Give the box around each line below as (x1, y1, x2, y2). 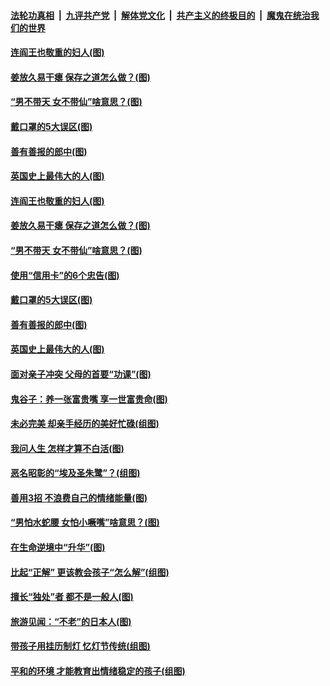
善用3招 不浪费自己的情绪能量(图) (10, 491, 148, 504)
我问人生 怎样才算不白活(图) (10, 442, 125, 454)
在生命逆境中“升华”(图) (10, 541, 106, 554)
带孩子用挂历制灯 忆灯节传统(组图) (10, 640, 151, 652)
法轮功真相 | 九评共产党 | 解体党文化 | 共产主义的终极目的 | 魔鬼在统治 (10, 9, 311, 21)
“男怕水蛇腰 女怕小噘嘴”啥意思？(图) (10, 516, 160, 529)
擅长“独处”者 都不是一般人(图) (10, 591, 134, 603)
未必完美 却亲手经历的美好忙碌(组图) (10, 418, 160, 430)
